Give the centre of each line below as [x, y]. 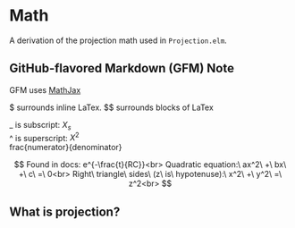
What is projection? [65, 211]
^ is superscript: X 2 [44, 137]
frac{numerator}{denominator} [66, 148]
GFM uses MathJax [45, 89]
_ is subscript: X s [40, 126]
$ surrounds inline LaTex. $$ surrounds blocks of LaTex [112, 107]
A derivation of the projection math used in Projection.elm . [118, 40]
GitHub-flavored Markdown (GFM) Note [122, 68]
